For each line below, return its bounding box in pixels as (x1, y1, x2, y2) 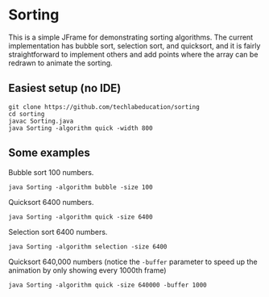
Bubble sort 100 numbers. (8, 167, 94, 177)
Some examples (8, 146, 91, 160)
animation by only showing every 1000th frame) (8, 265, 167, 275)
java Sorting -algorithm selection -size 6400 (8, 242, 168, 251)
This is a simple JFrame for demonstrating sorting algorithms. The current (8, 32, 254, 42)
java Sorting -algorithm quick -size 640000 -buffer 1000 (8, 281, 207, 289)
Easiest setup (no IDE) (8, 82, 122, 95)
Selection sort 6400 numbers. (8, 227, 108, 236)
